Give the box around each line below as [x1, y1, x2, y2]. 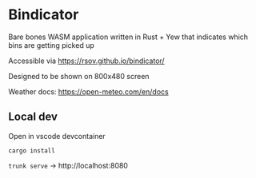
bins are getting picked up [8, 40, 94, 49]
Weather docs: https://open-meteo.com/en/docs [8, 86, 170, 97]
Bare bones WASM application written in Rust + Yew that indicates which [8, 32, 249, 42]
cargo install [8, 146, 56, 155]
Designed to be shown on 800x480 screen [8, 71, 150, 81]
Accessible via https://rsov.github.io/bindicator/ [8, 56, 166, 65]
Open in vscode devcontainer [8, 131, 106, 140]
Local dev [8, 110, 58, 124]
